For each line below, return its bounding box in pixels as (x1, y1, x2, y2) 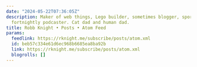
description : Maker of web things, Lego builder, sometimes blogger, (6, 14, 180, 20)
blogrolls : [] (11, 52, 46, 58)
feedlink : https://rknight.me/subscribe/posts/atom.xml (11, 36, 151, 41)
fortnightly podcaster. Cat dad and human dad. (11, 19, 130, 25)
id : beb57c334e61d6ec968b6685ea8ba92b (11, 41, 107, 47)
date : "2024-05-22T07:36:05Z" (6, 8, 80, 15)
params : (6, 30, 25, 36)
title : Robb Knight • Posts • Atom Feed (6, 24, 107, 31)
